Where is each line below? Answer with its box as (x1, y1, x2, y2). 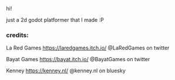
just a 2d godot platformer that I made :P (6, 16, 104, 23)
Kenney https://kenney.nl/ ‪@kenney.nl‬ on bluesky (6, 67, 126, 74)
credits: (6, 31, 29, 39)
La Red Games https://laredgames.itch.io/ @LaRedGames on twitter (6, 44, 170, 52)
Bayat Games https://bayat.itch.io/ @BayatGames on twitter (6, 56, 150, 63)
